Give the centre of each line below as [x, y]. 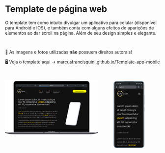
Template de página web [56, 9]
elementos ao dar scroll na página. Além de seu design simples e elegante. [81, 33]
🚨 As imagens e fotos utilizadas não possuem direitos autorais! [69, 52]
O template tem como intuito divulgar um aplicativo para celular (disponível [81, 23]
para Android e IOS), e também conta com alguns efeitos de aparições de [80, 27]
